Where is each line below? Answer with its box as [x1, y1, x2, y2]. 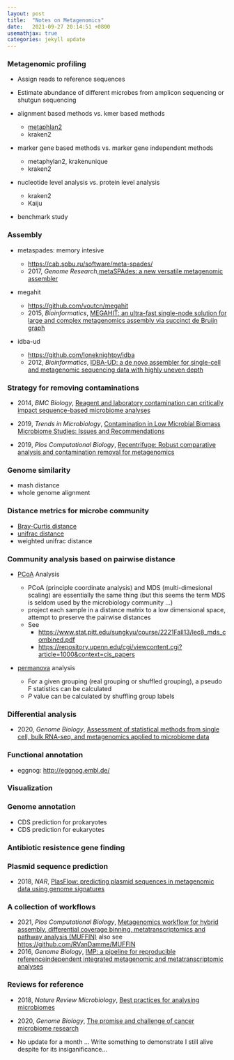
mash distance [17, 481, 60, 490]
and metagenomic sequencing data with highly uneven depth [27, 365, 204, 374]
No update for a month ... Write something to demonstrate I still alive [17, 1037, 214, 1046]
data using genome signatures [17, 884, 105, 893]
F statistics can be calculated [27, 684, 112, 692]
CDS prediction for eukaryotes [17, 825, 105, 833]
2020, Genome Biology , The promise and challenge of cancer [17, 1016, 195, 1025]
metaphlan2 [27, 123, 63, 131]
